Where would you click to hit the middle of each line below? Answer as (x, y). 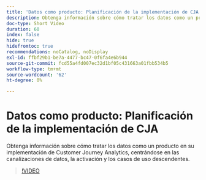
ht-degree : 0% (25, 80)
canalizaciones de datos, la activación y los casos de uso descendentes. (98, 159)
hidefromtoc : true (30, 47)
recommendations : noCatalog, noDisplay (57, 52)
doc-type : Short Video (35, 23)
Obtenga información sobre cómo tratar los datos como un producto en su (100, 146)
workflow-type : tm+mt (34, 69)
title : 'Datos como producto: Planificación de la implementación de (97, 12)
